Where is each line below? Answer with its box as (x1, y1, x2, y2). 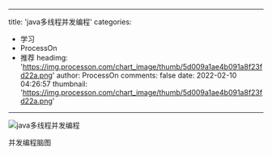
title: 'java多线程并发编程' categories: (8, 17, 132, 27)
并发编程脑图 (8, 138, 51, 147)
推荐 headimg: (19, 53, 69, 62)
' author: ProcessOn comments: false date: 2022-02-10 (52, 70, 237, 80)
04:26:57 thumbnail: (19, 79, 88, 89)
